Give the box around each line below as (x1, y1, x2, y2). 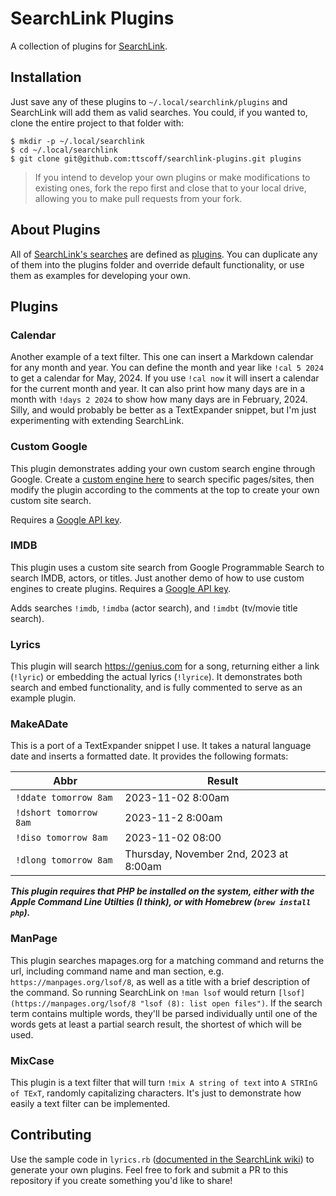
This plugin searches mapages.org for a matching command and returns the (10, 954, 325, 966)
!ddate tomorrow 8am (15, 792, 113, 804)
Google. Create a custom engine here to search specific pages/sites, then (10, 473, 315, 485)
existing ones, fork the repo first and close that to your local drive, (34, 182, 307, 194)
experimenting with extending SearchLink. (10, 415, 185, 427)
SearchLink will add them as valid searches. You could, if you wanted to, (10, 106, 308, 118)
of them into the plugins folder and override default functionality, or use (10, 258, 305, 271)
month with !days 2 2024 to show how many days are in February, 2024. (10, 393, 308, 406)
